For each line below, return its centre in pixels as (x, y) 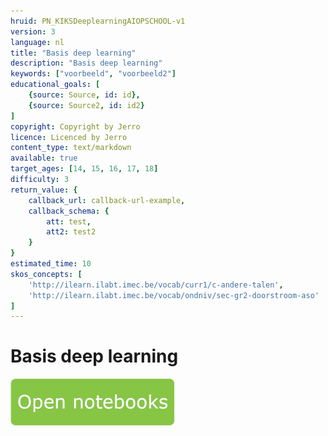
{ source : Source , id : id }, (84, 95)
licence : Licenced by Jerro (69, 137)
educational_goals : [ (55, 85)
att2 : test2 (71, 232)
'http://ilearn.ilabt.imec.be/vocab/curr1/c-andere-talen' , (156, 285)
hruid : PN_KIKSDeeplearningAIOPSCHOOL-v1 (98, 21)
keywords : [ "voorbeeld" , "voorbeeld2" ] (93, 74)
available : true (44, 158)
